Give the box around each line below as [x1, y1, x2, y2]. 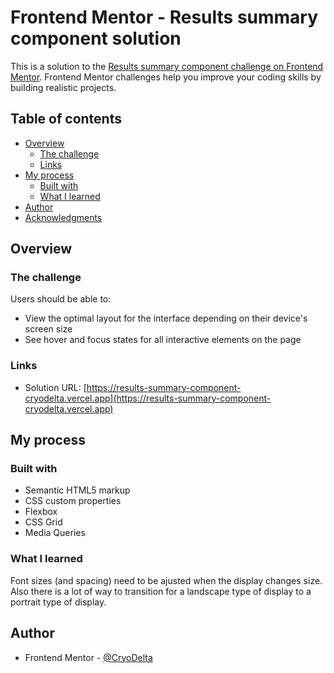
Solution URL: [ [24, 381, 87, 393]
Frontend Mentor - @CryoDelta [24, 651, 153, 663]
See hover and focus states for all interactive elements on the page [24, 334, 302, 346]
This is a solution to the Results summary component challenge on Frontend [10, 60, 324, 72]
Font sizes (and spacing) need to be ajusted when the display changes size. [10, 574, 323, 586]
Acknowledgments [24, 211, 103, 223]
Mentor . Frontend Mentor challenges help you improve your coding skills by [10, 71, 322, 83]
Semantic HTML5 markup [24, 484, 131, 496]
